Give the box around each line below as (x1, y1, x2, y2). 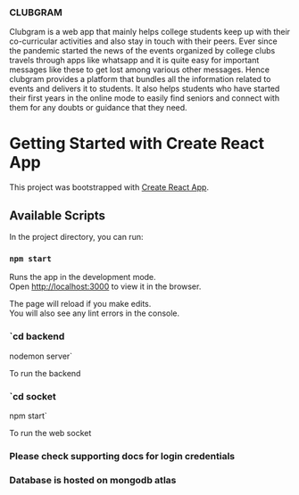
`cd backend (9, 330, 65, 342)
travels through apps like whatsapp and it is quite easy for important (9, 55, 260, 66)
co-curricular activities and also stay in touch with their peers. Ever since (9, 36, 278, 46)
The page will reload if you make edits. (9, 299, 152, 309)
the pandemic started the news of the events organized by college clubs (9, 45, 276, 56)
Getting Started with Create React (9, 134, 265, 153)
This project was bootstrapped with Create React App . (9, 182, 210, 193)
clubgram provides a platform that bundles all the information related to (9, 74, 271, 85)
